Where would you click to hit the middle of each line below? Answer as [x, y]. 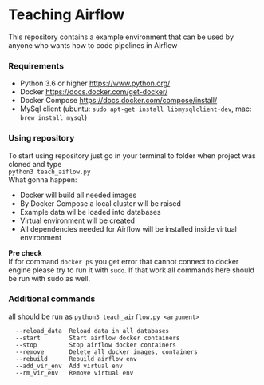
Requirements [36, 65]
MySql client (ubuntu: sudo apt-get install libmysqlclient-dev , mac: [136, 109]
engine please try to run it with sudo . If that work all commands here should [132, 270]
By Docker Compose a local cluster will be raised [100, 203]
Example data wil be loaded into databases [90, 212]
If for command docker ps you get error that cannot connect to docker [124, 261]
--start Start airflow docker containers [98, 338]
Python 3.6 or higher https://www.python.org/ [95, 83]
